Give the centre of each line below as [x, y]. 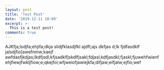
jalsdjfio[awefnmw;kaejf [29, 52]
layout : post [18, 10]
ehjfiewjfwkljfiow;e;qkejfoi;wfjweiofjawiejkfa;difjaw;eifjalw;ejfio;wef [73, 62]
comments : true [21, 33]
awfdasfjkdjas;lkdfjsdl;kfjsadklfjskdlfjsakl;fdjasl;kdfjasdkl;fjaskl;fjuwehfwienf [82, 57]
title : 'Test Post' [25, 14]
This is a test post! [32, 28]
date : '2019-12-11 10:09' [31, 19]
